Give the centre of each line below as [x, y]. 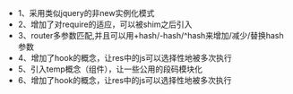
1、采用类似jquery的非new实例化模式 [86, 13]
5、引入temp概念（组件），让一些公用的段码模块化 [110, 69]
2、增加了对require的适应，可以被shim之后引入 [105, 24]
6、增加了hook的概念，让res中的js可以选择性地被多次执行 [125, 80]
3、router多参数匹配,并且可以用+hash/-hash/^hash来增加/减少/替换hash [151, 35]
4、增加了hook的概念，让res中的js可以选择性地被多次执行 [125, 58]
